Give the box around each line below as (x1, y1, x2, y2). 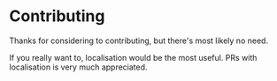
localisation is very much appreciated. (9, 62, 148, 72)
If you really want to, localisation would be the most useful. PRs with (9, 52, 258, 63)
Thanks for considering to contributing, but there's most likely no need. (9, 35, 268, 46)
